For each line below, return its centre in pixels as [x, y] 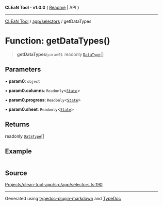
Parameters [23, 69]
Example [18, 151]
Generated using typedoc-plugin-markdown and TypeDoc [63, 199]
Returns [17, 125]
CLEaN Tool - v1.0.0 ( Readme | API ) [42, 7]
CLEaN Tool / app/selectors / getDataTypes [48, 21]
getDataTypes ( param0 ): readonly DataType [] [60, 54]
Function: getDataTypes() [58, 41]
